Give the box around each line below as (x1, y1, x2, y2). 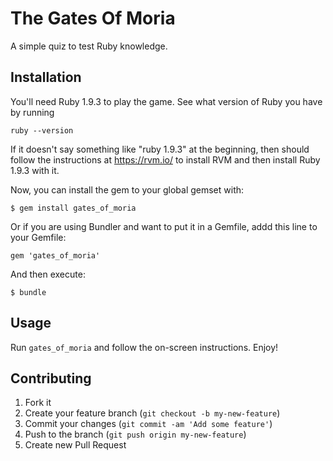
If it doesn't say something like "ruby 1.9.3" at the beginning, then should (10, 143, 310, 155)
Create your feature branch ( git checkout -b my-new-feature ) (24, 407, 281, 419)
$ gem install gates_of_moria (10, 203, 137, 213)
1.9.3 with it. (10, 164, 60, 176)
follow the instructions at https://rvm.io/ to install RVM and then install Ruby (10, 153, 321, 166)
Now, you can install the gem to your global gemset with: (10, 183, 245, 196)
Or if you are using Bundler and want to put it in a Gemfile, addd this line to (10, 220, 318, 232)
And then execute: (10, 268, 86, 280)
